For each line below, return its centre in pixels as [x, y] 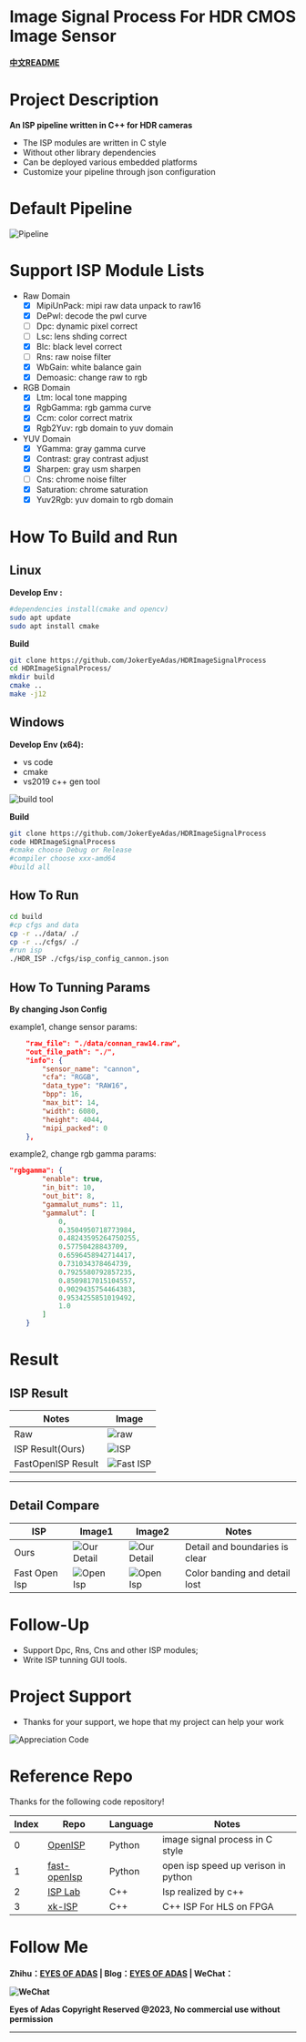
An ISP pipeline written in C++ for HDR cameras [101, 125]
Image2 [153, 1531]
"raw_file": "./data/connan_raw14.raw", [103, 1043]
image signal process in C [218, 1839]
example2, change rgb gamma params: [83, 1154]
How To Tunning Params [80, 987]
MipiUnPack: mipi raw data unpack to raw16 [119, 305]
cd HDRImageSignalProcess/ [61, 669]
